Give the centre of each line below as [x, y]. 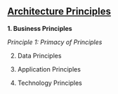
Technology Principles [50, 83]
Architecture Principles [59, 12]
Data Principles [39, 55]
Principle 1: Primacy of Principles [55, 42]
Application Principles [49, 69]
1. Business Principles [40, 28]
